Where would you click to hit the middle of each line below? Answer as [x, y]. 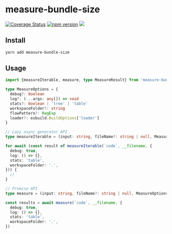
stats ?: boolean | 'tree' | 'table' [49, 104]
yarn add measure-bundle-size [38, 52]
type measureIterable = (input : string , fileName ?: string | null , [79, 137]
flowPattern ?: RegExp [33, 113]
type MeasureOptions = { [32, 89]
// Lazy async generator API [36, 132]
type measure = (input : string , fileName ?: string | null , [70, 193]
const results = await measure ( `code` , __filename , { [64, 203]
